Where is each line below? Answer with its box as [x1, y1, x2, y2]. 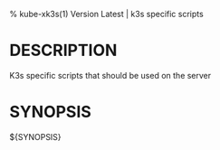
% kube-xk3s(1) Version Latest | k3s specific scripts [9, 9, 204, 19]
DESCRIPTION [9, 41, 118, 61]
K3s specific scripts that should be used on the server [9, 70, 212, 80]
